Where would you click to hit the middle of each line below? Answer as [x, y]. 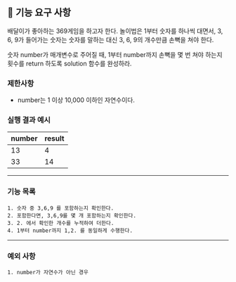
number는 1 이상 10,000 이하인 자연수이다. [76, 100]
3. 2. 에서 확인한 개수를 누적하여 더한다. [61, 223]
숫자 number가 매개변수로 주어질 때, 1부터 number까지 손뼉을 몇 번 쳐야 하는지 [115, 54]
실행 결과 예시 [29, 120]
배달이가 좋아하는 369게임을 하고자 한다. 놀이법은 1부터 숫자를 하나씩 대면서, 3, [115, 31]
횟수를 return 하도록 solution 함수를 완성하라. [70, 63]
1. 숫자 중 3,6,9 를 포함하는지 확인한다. [61, 208]
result [54, 139]
